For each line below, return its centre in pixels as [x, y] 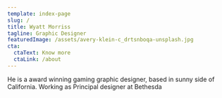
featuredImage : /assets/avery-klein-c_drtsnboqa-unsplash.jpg [100, 40]
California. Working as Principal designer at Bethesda [85, 86]
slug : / [19, 20]
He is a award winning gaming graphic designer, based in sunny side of [111, 79]
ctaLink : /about [37, 59]
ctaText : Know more [42, 53]
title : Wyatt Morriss [39, 27]
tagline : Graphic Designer [47, 33]
